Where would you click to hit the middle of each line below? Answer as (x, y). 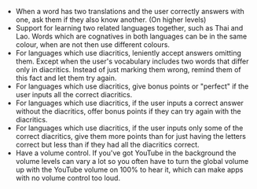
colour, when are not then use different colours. (93, 45)
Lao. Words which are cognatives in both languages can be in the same (131, 36)
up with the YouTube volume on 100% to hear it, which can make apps (129, 169)
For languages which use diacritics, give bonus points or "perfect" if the (132, 86)
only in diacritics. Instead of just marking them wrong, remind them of (128, 69)
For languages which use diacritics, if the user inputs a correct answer (129, 103)
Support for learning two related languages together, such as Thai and (129, 28)
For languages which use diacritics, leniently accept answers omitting (128, 53)
